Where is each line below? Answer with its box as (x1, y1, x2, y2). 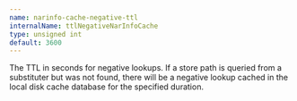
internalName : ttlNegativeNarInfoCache (9, 21, 159, 30)
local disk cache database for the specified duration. (9, 81, 205, 92)
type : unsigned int (9, 29, 83, 38)
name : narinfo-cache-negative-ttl (9, 13, 139, 22)
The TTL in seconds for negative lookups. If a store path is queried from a (9, 63, 283, 73)
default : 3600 (9, 38, 63, 47)
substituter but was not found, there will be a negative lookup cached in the (9, 72, 289, 83)
